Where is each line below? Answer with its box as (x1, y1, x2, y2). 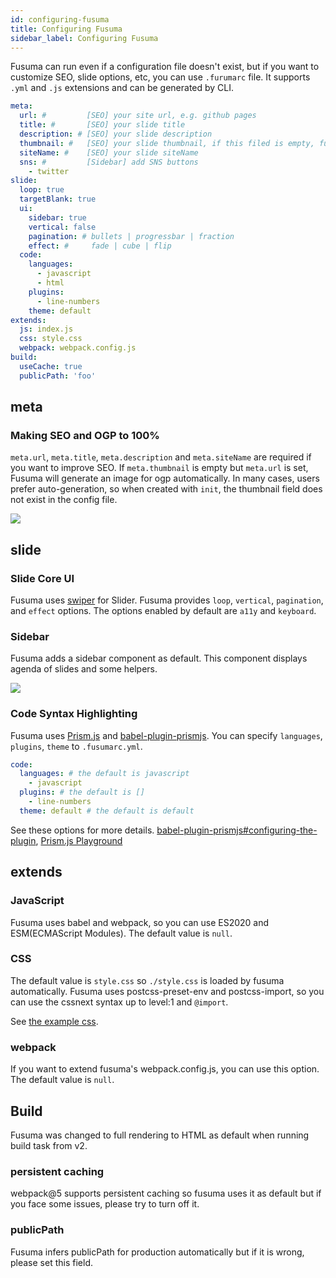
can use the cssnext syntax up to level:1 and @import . (10, 996, 229, 1008)
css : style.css (19, 334, 83, 344)
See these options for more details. (10, 824, 155, 836)
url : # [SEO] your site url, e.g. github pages (19, 111, 257, 121)
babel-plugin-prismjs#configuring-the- (156, 824, 318, 836)
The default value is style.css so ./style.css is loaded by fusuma (10, 974, 285, 986)
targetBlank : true (19, 194, 97, 205)
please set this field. (10, 1256, 93, 1268)
